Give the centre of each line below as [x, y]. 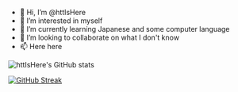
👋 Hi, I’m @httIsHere [52, 12]
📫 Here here [41, 46]
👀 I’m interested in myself [61, 21]
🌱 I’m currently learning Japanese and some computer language [125, 29]
